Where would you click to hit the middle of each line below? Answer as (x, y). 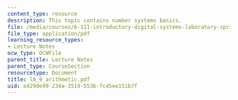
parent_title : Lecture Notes (50, 60)
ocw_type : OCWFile (34, 54)
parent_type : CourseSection (49, 66)
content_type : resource (42, 14)
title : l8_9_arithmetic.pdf (49, 79)
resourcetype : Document (42, 73)
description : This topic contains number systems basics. (95, 20)
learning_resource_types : (45, 40)
